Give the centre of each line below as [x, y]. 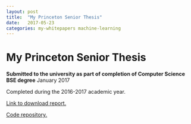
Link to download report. [36, 103]
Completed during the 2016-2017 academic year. [66, 92]
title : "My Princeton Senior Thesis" [54, 17]
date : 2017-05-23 [30, 23]
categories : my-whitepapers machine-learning [63, 28]
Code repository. [27, 115]
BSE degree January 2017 [38, 80]
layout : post [22, 12]
